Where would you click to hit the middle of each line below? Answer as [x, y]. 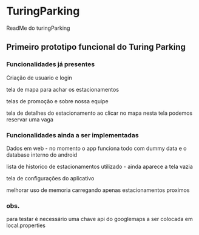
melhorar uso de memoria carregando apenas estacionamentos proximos [98, 190]
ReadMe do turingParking [38, 28]
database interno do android [42, 155]
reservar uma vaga [30, 119]
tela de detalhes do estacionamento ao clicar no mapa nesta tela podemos [99, 113]
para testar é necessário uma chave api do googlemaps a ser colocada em [99, 219]
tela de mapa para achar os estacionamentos [63, 89]
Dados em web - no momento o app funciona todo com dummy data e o [96, 148]
